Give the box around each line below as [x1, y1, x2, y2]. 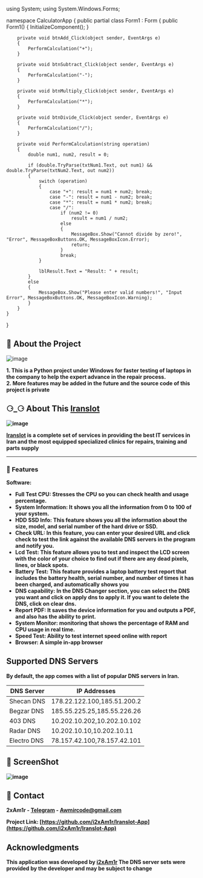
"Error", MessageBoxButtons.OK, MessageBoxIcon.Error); [6, 236, 150, 242]
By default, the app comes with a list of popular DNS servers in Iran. [6, 672, 179, 679]
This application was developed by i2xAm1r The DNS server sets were [6, 859, 186, 866]
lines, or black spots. [14, 561, 69, 568]
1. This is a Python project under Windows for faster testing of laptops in [6, 367, 192, 374]
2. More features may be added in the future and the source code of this [6, 379, 190, 387]
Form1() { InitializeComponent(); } [6, 24, 89, 30]
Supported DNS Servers [6, 656, 98, 667]
